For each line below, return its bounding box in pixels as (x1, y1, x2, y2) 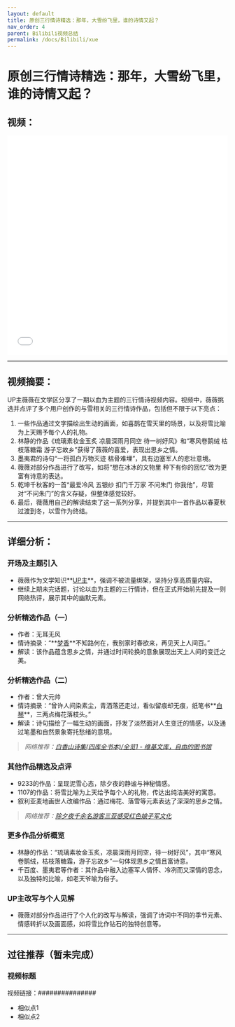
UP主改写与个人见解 (7, 893, 75, 903)
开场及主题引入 (7, 559, 58, 569)
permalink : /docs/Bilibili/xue (7, 36, 99, 43)
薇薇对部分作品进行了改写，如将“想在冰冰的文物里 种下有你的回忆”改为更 (17, 463, 227, 471)
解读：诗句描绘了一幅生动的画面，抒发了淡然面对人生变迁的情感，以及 (17, 719, 220, 728)
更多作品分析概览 (7, 831, 65, 841)
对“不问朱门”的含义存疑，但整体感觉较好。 (17, 489, 140, 498)
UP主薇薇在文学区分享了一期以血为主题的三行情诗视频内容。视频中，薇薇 (7, 395, 218, 404)
